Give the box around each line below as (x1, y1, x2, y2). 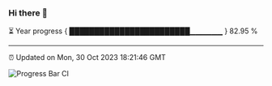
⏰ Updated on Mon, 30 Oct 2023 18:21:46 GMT (8, 53, 166, 62)
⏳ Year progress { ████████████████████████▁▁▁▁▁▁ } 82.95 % (8, 26, 258, 36)
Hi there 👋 (8, 7, 49, 19)
